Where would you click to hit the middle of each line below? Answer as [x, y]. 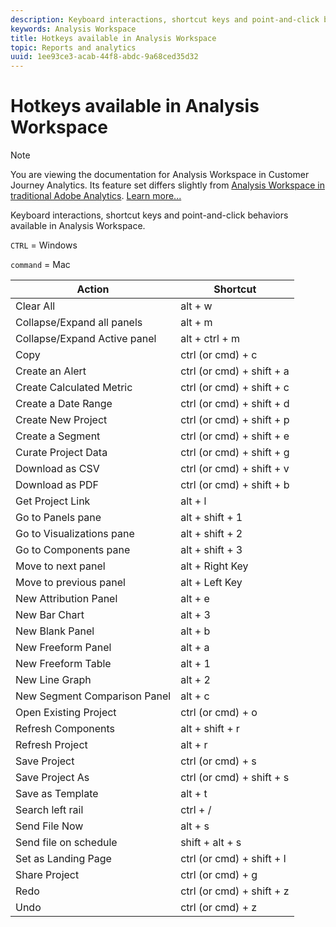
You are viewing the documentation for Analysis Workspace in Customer [160, 175]
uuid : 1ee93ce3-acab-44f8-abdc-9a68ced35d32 [104, 57]
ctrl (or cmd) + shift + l [233, 859]
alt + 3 [195, 615]
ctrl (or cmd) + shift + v [235, 469]
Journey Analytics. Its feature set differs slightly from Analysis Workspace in [167, 185]
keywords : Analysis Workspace [73, 29]
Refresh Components [65, 729]
